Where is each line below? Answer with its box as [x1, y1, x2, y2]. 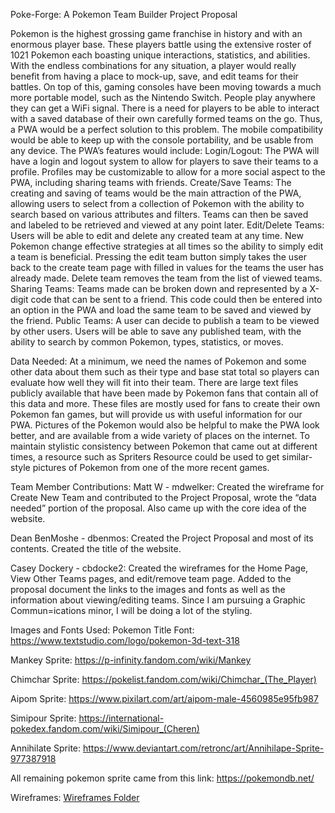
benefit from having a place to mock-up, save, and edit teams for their [10, 70, 299, 82]
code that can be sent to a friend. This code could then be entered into [30, 294, 323, 305]
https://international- [78, 712, 165, 724]
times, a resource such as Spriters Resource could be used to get [10, 451, 280, 463]
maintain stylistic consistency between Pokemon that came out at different [10, 440, 318, 452]
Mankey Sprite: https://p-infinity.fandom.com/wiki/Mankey [10, 654, 252, 666]
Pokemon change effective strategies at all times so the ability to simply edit [10, 240, 324, 252]
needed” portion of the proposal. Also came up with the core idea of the [10, 502, 307, 514]
